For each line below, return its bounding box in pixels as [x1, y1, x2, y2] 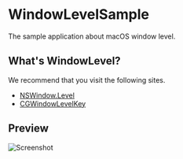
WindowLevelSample [8, 6, 149, 24]
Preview [8, 122, 49, 135]
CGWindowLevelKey [19, 98, 86, 108]
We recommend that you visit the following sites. [8, 75, 166, 84]
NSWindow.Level [19, 91, 75, 100]
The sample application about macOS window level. [8, 31, 176, 41]
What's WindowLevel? [8, 54, 121, 68]
